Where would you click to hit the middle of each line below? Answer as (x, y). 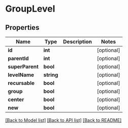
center (16, 99)
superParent (23, 67)
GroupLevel (30, 9)
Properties (22, 28)
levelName (21, 75)
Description (78, 42)
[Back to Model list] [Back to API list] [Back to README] (63, 120)
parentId (18, 58)
